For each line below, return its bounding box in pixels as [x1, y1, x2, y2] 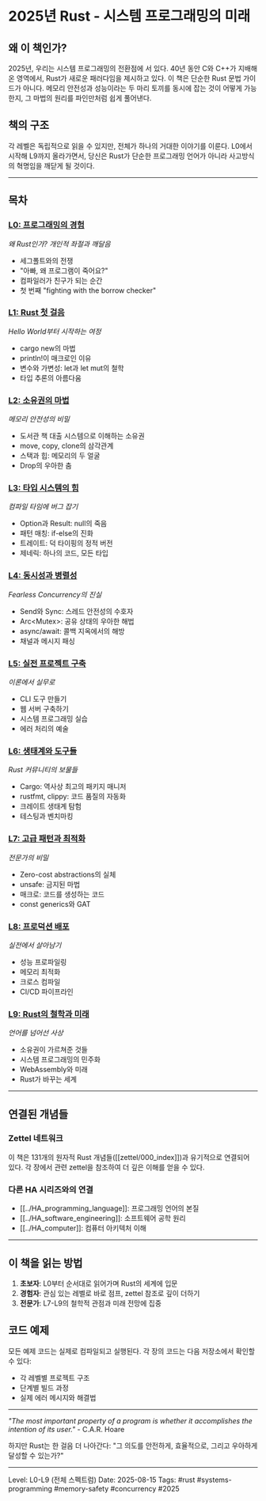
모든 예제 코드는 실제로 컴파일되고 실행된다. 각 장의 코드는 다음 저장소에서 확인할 [8, 1346, 256, 1355]
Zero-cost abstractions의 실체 [19, 870, 116, 879]
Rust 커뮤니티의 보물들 [8, 765, 78, 775]
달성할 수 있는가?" [8, 1450, 64, 1460]
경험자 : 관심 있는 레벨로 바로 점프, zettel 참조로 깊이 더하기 [19, 1288, 200, 1298]
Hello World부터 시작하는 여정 [8, 326, 101, 336]
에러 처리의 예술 [19, 723, 69, 733]
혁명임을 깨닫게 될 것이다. [16, 161, 95, 170]
